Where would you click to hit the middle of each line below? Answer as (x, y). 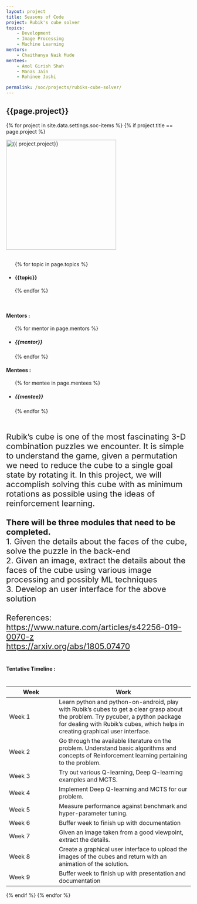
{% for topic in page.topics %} (51, 264)
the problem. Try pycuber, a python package (120, 717)
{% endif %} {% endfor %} (38, 895)
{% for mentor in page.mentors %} (56, 328)
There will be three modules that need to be (91, 522)
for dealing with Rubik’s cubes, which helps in (122, 724)
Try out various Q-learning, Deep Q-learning (121, 773)
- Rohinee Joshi (37, 77)
